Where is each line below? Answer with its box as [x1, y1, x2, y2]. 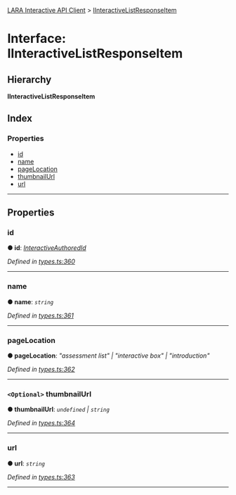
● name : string [7, 297, 54, 306]
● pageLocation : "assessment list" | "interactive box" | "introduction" [7, 351, 210, 360]
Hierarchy [7, 73, 52, 85]
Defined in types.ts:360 [7, 257, 76, 266]
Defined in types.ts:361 [7, 311, 74, 320]
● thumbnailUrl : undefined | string [7, 405, 110, 414]
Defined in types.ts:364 [7, 419, 76, 427]
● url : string [7, 459, 46, 468]
